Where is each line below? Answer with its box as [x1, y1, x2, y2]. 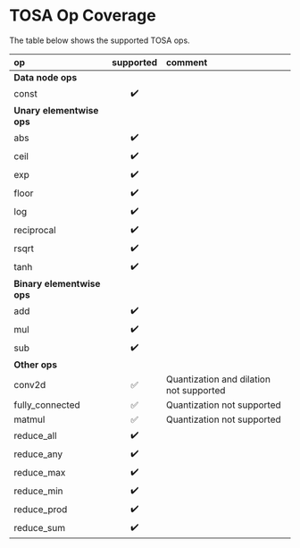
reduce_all [13, 430, 57, 443]
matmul [13, 413, 46, 426]
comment [165, 55, 208, 68]
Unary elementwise [13, 104, 99, 116]
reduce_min [13, 485, 63, 497]
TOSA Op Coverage [9, 5, 156, 26]
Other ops [13, 358, 58, 371]
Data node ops [13, 71, 78, 83]
